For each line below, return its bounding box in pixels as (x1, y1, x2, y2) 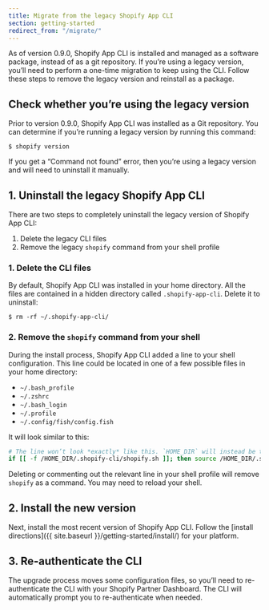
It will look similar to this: (8, 432, 90, 442)
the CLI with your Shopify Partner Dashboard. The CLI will (50, 584, 243, 593)
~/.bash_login (19, 401, 67, 409)
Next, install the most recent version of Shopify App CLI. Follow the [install (8, 523, 254, 532)
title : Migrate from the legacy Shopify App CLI (8, 11, 174, 20)
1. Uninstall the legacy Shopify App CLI (8, 188, 206, 202)
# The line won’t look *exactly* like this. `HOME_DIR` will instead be (8, 447, 256, 455)
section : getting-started (8, 19, 94, 27)
